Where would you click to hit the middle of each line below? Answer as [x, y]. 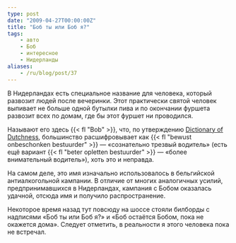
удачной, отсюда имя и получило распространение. [87, 196]
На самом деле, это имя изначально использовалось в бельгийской [111, 173]
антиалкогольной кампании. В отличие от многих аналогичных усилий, [115, 180]
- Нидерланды [39, 60]
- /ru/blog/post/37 [49, 73]
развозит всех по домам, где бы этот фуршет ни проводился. [100, 115]
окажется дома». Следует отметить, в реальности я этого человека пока [118, 224]
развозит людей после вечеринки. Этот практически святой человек [112, 100]
